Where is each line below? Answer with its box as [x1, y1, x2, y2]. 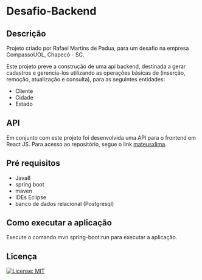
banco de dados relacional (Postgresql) [15, 200, 114, 207]
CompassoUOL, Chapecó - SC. [6, 51, 85, 58]
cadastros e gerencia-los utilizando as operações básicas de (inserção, [6, 69, 186, 77]
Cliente [15, 87, 33, 95]
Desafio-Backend [6, 4, 97, 18]
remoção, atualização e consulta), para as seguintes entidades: [6, 76, 165, 83]
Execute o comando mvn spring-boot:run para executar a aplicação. [6, 234, 178, 241]
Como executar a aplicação [6, 217, 113, 228]
